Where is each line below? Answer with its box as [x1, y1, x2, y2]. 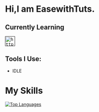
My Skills [5, 85, 43, 96]
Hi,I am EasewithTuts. [5, 3, 95, 15]
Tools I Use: [5, 55, 42, 63]
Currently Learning [5, 23, 65, 31]
